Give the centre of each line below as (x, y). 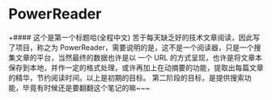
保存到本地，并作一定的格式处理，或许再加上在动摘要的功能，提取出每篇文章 (136, 67)
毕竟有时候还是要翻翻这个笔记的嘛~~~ (86, 87)
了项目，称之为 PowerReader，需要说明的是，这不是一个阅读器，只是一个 (131, 47)
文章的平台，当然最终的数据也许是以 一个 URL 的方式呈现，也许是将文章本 (139, 57)
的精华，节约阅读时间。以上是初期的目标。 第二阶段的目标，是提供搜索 (126, 77)
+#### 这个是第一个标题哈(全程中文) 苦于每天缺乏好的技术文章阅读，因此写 (134, 37)
